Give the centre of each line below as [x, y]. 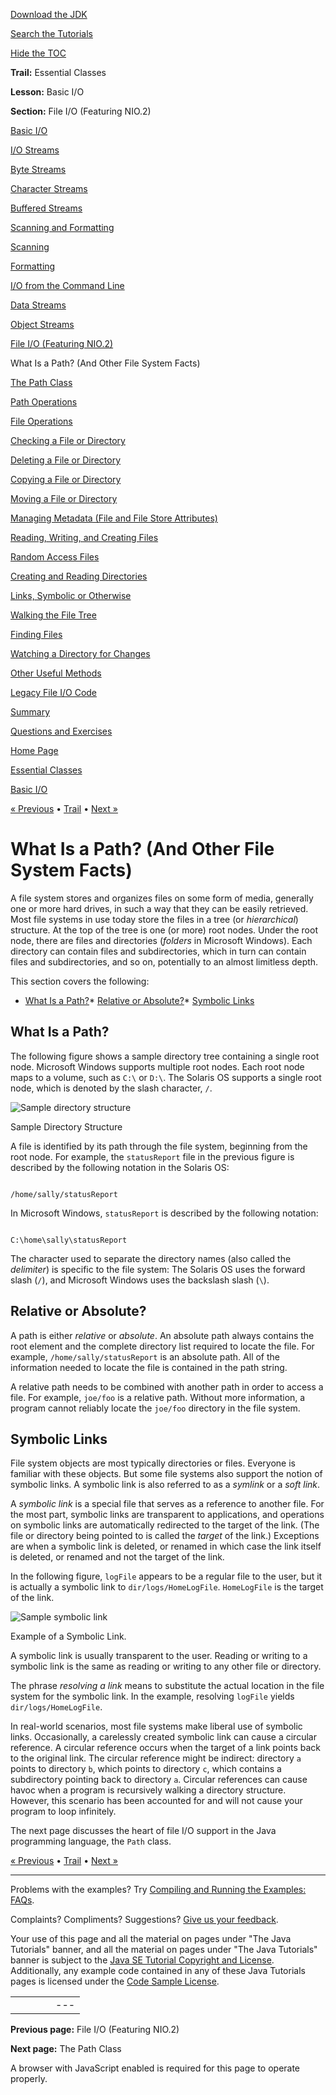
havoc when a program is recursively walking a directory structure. [148, 1790]
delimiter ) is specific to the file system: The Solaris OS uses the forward [158, 1269]
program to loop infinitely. [63, 1811]
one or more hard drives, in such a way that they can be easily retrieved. [159, 908]
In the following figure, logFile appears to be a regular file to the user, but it [166, 1576]
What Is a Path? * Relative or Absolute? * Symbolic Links [139, 1000]
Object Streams [42, 324]
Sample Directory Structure [66, 1126]
